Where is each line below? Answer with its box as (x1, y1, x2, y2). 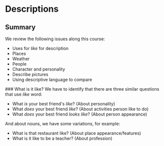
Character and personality (12, 66, 65, 72)
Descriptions (5, 3, 59, 15)
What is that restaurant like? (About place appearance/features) (12, 130, 141, 136)
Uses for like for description (12, 46, 69, 51)
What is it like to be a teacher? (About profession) (12, 136, 113, 141)
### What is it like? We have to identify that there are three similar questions (5, 86, 160, 92)
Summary (5, 23, 36, 31)
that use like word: (5, 92, 43, 97)
